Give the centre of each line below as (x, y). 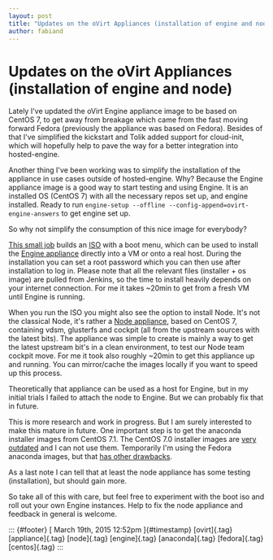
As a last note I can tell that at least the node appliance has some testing (130, 472)
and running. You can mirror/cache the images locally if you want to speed (133, 365)
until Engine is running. (47, 297)
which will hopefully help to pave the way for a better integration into (123, 146)
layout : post (30, 16)
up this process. (35, 373)
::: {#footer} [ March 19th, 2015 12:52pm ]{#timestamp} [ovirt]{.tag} (121, 530)
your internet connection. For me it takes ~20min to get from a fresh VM (129, 288)
